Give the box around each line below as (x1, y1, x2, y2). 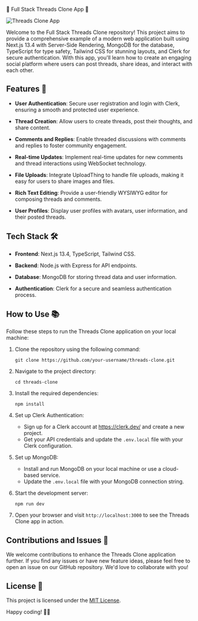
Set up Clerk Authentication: (14, 412, 84, 419)
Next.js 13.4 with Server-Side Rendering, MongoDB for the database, (6, 42, 175, 48)
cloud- (162, 465, 179, 473)
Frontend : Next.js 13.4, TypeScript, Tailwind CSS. (14, 250, 136, 257)
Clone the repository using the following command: (14, 346, 141, 353)
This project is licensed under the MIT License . (6, 597, 121, 604)
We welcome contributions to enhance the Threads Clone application (6, 551, 176, 558)
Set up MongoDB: (14, 454, 58, 461)
